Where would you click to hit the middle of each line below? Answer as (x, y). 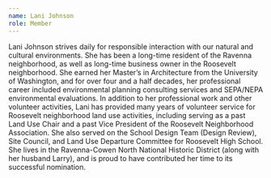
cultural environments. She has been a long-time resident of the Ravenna (130, 55)
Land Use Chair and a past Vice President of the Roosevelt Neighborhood (131, 124)
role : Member (30, 23)
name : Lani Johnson (41, 16)
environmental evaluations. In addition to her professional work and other (130, 98)
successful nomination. (47, 167)
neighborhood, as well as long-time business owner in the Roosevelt (123, 64)
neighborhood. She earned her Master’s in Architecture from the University (133, 72)
